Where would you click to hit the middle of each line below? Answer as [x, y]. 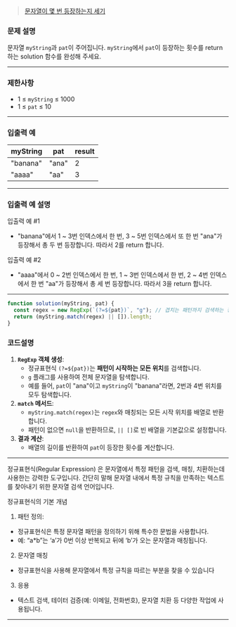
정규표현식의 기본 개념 [38, 501]
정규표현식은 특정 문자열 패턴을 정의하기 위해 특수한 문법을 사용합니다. [113, 531]
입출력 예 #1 [24, 221]
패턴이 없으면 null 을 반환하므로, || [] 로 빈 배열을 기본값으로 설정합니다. [127, 430]
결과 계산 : [31, 438]
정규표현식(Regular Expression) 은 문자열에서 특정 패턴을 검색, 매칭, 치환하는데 [116, 468]
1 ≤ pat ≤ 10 [34, 106]
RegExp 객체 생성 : [41, 359]
